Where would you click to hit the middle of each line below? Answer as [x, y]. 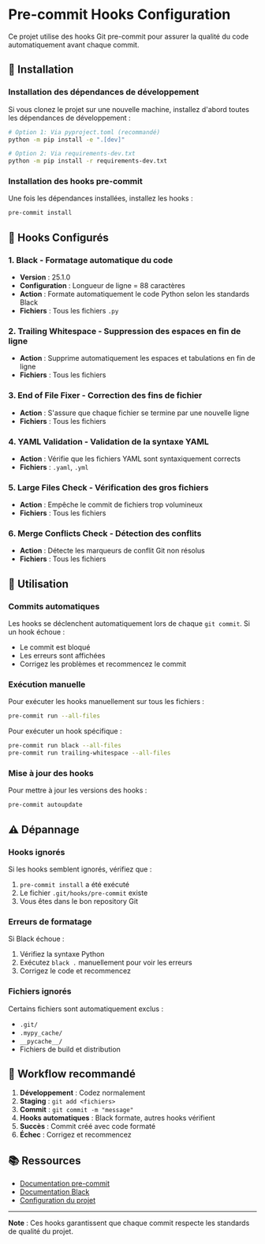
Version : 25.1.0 [45, 277]
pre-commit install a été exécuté [75, 884]
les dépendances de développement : [70, 118]
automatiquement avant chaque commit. [74, 44]
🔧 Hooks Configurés [58, 237]
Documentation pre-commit [65, 1184]
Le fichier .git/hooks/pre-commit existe [84, 893]
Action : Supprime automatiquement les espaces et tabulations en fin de [137, 358]
